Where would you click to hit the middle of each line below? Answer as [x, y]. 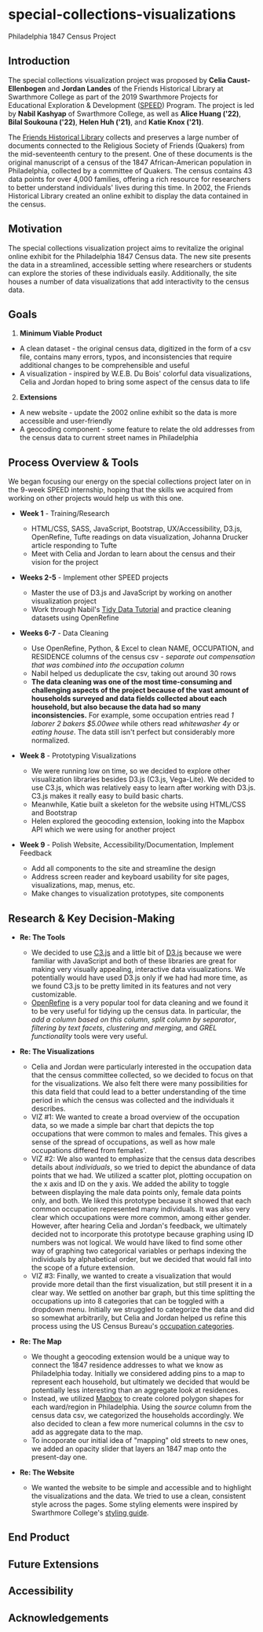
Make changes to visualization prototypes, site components [128, 894]
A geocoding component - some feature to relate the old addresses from [137, 429]
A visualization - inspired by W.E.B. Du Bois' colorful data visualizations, [135, 374]
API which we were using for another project [103, 829]
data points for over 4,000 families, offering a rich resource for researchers [130, 179]
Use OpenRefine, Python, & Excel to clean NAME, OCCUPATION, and [142, 648]
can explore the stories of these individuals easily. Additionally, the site [122, 273]
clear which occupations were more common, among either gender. [141, 1217]
